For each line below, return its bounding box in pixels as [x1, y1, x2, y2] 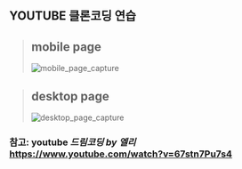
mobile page [30, 39, 102, 54]
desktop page [30, 88, 109, 104]
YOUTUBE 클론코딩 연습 [9, 8, 136, 24]
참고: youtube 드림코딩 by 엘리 [9, 136, 136, 149]
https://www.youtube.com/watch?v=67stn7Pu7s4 [9, 148, 233, 160]
